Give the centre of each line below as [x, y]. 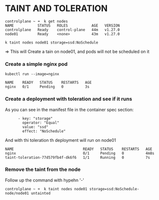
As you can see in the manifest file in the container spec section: [69, 109]
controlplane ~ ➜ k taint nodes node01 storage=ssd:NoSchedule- [72, 189]
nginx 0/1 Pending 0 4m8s [80, 153]
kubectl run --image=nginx [32, 74]
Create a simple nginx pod [36, 64]
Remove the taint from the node [43, 169]
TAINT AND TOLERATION [56, 8]
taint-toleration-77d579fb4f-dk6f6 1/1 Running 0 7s [78, 157]
